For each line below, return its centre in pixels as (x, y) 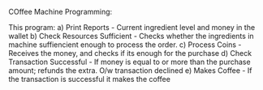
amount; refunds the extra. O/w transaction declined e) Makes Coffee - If (130, 71)
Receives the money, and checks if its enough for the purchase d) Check (130, 53)
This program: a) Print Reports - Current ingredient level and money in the (132, 27)
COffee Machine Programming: (60, 12)
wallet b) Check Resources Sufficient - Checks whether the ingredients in (131, 36)
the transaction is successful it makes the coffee (89, 79)
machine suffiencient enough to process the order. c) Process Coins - (125, 45)
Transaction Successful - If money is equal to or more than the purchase (129, 62)
